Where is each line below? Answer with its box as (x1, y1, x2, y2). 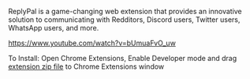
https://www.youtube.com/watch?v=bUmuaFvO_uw (8, 38, 176, 48)
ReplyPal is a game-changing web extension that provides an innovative (8, 7, 242, 16)
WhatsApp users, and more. (8, 23, 99, 32)
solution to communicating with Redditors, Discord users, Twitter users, (8, 15, 241, 24)
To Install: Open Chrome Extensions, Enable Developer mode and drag (8, 54, 237, 63)
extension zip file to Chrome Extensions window (8, 62, 165, 71)
